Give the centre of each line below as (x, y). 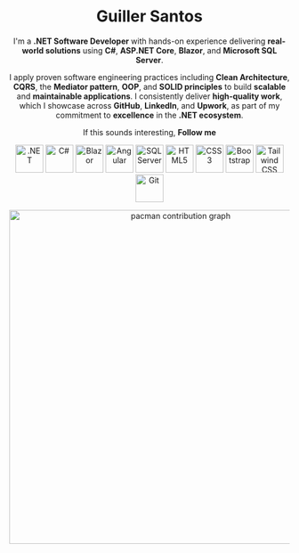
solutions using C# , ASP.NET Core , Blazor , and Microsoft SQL (162, 50)
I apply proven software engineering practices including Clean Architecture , (149, 77)
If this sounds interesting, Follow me (149, 132)
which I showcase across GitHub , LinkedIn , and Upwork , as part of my (149, 105)
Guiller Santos (149, 16)
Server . (149, 60)
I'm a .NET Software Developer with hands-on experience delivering (139, 41)
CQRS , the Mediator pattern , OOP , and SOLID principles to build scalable (149, 86)
